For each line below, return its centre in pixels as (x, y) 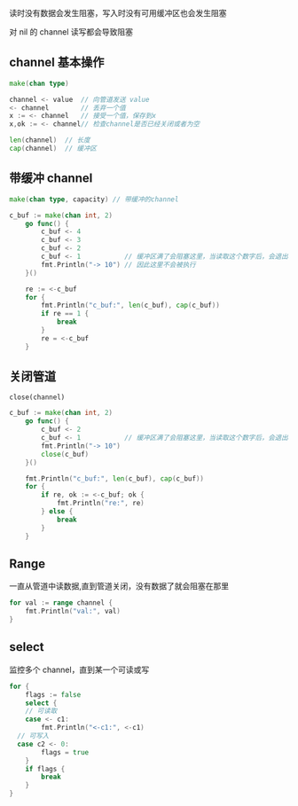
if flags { (45, 769)
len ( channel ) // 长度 (50, 140)
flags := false (53, 694)
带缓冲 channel (51, 179)
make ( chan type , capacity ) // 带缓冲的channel (94, 199)
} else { (57, 512)
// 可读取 (41, 711)
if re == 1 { (65, 314)
